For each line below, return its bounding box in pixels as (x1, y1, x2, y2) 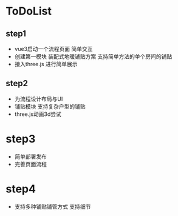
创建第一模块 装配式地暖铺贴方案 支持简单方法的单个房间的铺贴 (14, 53, 173, 60)
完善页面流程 (14, 160, 47, 167)
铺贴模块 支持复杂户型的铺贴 (14, 103, 86, 110)
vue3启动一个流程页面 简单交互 (14, 46, 93, 52)
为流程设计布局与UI (14, 95, 63, 103)
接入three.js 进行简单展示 (14, 61, 78, 67)
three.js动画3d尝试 (14, 110, 62, 118)
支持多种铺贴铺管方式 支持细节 (14, 203, 91, 210)
